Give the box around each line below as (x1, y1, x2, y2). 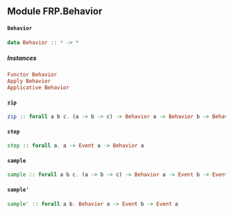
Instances (7, 54, 37, 62)
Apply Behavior (7, 78, 51, 85)
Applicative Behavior (7, 84, 70, 91)
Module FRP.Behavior (7, 6, 103, 17)
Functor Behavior (7, 71, 58, 78)
